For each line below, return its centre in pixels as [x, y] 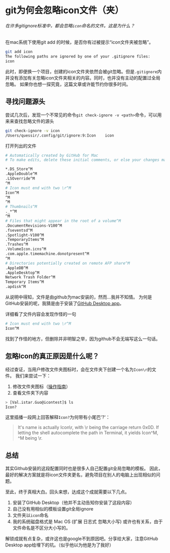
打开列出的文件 [21, 146]
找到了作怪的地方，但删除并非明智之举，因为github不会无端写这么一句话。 [83, 338]
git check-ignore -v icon [32, 131]
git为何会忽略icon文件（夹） [65, 10]
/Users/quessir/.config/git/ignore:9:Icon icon [60, 135]
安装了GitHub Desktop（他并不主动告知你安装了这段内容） [74, 503]
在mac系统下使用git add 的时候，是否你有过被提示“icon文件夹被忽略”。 [79, 42]
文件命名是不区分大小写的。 [41, 528]
